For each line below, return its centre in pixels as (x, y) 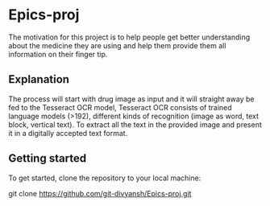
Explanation (39, 79)
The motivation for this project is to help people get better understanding (129, 37)
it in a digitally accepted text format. (68, 133)
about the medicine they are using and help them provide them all (117, 45)
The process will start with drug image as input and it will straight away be (131, 99)
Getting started (48, 159)
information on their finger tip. (58, 54)
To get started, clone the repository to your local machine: (105, 178)
